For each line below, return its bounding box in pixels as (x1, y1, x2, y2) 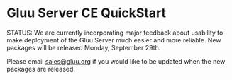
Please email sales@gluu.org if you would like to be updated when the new (6, 57, 226, 65)
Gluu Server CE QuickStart (6, 5, 166, 21)
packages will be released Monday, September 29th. (6, 43, 161, 52)
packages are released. (6, 64, 76, 73)
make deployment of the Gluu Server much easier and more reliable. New (6, 35, 221, 44)
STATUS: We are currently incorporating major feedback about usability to (6, 28, 223, 37)
